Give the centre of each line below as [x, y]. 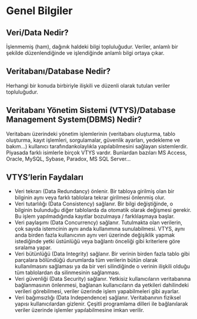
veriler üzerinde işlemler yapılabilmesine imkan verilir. [79, 310]
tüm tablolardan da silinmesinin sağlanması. [67, 273]
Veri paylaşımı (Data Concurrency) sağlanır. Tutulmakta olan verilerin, [98, 222]
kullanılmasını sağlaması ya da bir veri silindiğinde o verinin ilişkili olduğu [102, 267]
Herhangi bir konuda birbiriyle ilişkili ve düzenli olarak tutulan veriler [88, 85]
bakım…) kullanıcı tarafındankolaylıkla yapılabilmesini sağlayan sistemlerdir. [97, 146]
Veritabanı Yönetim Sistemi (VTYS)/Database [91, 110]
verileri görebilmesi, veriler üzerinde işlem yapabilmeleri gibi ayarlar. [97, 291]
